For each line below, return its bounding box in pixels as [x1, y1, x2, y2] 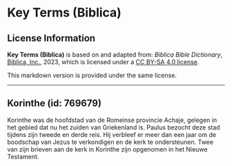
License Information [7, 32, 95, 44]
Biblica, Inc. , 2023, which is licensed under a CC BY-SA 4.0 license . [7, 58, 200, 66]
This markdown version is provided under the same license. [7, 71, 177, 79]
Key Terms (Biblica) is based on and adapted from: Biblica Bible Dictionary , [7, 50, 223, 59]
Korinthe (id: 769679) [7, 98, 102, 110]
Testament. [7, 152, 39, 160]
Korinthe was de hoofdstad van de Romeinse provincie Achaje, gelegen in [7, 116, 217, 124]
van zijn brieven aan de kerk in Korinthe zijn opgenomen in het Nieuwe [7, 145, 208, 153]
